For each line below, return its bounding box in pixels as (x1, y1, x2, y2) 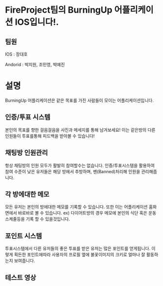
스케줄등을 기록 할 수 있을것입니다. (5, 216, 70, 222)
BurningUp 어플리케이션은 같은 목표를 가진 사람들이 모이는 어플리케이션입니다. (5, 97, 154, 103)
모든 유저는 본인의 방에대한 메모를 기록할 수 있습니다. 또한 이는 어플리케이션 (5, 204, 148, 210)
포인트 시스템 (5, 232, 42, 240)
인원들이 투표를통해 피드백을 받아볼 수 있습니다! (5, 133, 95, 139)
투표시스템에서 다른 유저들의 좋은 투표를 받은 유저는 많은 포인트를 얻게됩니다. (5, 246, 151, 251)
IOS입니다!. (15, 17, 59, 28)
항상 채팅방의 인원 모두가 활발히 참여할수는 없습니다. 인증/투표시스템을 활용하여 (5, 162, 155, 168)
